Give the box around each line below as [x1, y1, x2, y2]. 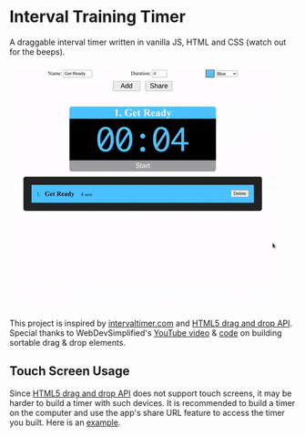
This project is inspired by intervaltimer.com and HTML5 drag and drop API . [9, 317, 293, 328]
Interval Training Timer [9, 6, 187, 27]
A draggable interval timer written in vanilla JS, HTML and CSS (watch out [9, 36, 287, 47]
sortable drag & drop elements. [9, 337, 126, 348]
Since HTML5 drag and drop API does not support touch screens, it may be [9, 388, 292, 399]
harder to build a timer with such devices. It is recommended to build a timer [9, 397, 296, 408]
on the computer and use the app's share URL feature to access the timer [9, 407, 285, 418]
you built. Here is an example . [9, 417, 121, 428]
